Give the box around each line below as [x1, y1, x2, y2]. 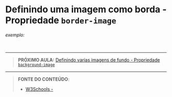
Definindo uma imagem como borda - [5, 4, 167, 15]
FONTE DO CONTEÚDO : [17, 76, 70, 83]
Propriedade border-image [5, 14, 117, 26]
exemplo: [5, 32, 25, 38]
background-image [17, 63, 55, 68]
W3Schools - [25, 86, 54, 92]
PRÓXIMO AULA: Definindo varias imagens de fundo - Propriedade [17, 57, 160, 63]
